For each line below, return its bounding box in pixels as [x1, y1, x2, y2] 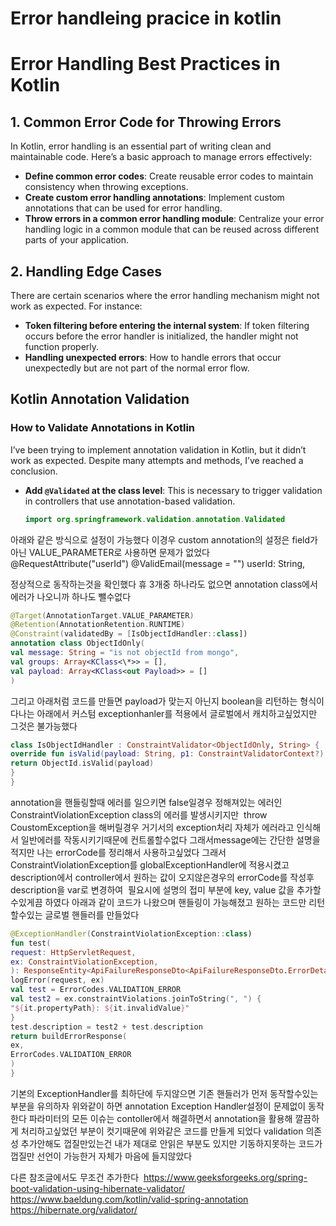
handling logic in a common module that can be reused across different [24, 223, 320, 236]
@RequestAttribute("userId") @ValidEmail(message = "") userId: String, [10, 557, 306, 569]
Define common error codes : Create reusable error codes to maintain [24, 170, 314, 182]
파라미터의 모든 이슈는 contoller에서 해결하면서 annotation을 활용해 [28, 1112, 293, 1124]
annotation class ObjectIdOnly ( [10, 638, 145, 649]
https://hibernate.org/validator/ [10, 1203, 138, 1216]
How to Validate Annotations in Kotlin [10, 421, 196, 435]
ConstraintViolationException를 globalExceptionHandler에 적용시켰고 [10, 858, 290, 871]
